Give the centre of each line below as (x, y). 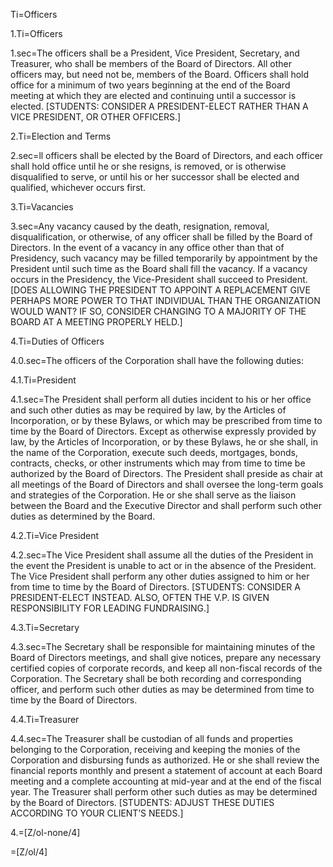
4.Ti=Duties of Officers (57, 341)
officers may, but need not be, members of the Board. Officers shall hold (160, 74)
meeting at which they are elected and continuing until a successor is (153, 95)
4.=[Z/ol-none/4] (45, 832)
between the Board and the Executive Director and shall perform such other (166, 505)
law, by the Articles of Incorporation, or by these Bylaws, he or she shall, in (164, 442)
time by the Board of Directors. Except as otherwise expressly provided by (163, 431)
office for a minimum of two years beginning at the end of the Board (150, 85)
